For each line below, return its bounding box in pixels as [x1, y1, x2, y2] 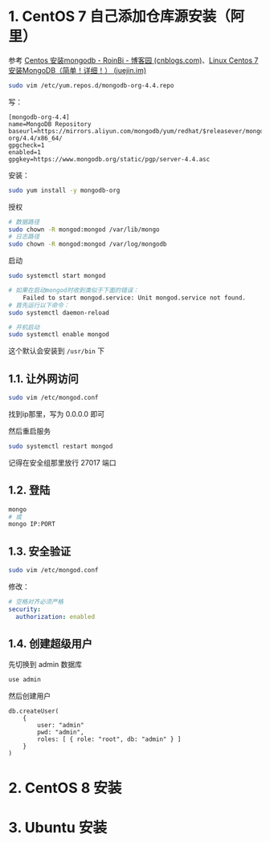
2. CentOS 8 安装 [8, 779, 122, 797]
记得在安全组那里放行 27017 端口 [8, 458, 117, 467]
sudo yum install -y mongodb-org [8, 186, 121, 194]
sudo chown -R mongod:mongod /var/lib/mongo [8, 226, 160, 234]
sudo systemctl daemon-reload [8, 308, 110, 317]
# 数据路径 [8, 218, 40, 226]
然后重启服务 [8, 426, 51, 436]
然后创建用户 [8, 691, 51, 701]
